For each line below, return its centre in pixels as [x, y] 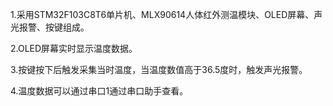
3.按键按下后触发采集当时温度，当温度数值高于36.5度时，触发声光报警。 [159, 69]
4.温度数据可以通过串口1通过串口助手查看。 [99, 91]
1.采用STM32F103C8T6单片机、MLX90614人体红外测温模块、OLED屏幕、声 [166, 14]
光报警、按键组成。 [50, 27]
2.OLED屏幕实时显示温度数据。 [74, 48]
